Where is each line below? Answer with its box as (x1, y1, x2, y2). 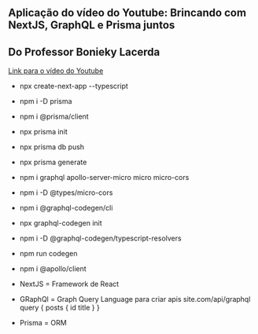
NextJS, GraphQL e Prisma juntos (8, 19, 175, 32)
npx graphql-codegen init (19, 218, 102, 228)
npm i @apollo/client (19, 264, 87, 273)
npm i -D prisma (19, 97, 72, 106)
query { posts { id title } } (19, 303, 100, 313)
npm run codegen (19, 249, 78, 259)
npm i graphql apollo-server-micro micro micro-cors (19, 173, 190, 182)
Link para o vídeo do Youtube (8, 66, 104, 75)
